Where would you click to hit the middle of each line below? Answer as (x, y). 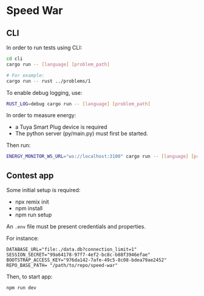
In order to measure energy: (41, 115)
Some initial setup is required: (43, 190)
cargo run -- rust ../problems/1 (49, 81)
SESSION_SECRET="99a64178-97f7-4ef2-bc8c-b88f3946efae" (78, 255)
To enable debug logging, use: (44, 92)
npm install (29, 208)
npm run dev (21, 288)
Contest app (30, 175)
